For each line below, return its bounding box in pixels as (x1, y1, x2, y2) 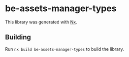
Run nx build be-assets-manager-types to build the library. (5, 46, 124, 52)
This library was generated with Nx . (5, 19, 77, 25)
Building (5, 33, 31, 41)
